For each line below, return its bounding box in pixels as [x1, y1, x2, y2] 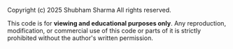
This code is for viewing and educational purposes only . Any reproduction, [7, 19, 226, 27]
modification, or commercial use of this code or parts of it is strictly [7, 27, 202, 35]
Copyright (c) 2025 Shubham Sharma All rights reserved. [7, 6, 171, 14]
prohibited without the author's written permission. [7, 34, 154, 42]
